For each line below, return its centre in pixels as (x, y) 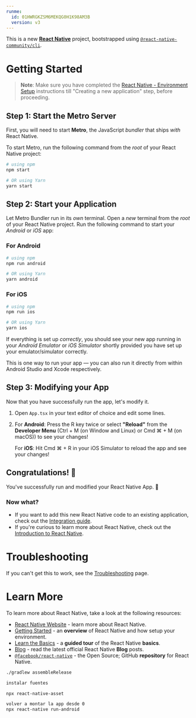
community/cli (23, 46)
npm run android (26, 263)
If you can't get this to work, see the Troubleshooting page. (78, 573)
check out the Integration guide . (53, 521)
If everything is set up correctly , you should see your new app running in (94, 339)
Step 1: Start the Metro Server (61, 116)
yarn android (22, 279)
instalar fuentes (27, 683)
